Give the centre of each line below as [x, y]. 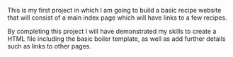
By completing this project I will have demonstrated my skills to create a [112, 31]
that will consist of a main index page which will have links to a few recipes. [118, 18]
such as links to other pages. [50, 46]
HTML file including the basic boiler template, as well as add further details [116, 39]
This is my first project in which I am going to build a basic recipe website [114, 10]
